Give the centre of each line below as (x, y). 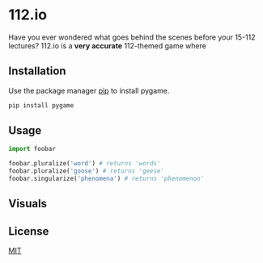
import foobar (32, 149)
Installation (37, 71)
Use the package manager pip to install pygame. (89, 90)
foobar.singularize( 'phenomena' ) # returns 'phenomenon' (106, 179)
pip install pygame (41, 105)
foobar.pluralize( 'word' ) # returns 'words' (85, 164)
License (29, 231)
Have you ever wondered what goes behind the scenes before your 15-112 (132, 37)
